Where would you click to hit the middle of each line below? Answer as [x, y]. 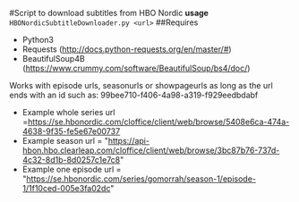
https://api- [129, 141]
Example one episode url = [72, 169]
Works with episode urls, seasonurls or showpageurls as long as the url [141, 85]
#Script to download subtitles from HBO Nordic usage [109, 13]
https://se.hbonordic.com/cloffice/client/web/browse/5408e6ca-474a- [159, 122]
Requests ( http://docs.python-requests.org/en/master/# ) [127, 49]
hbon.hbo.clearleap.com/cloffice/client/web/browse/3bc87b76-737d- [151, 150]
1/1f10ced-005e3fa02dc [66, 188]
